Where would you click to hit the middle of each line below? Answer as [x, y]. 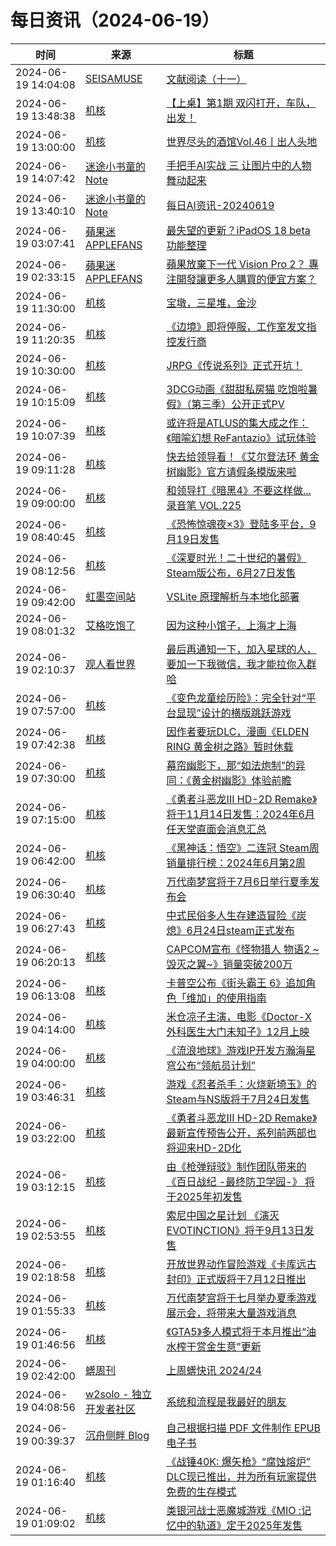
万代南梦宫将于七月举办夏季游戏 [241, 1298]
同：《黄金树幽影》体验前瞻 [229, 780]
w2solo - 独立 [118, 1394]
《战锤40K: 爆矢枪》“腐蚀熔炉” [238, 1461]
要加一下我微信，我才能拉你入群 [241, 664]
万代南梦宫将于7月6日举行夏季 [238, 881]
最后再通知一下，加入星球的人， [241, 649]
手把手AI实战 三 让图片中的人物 [239, 165]
